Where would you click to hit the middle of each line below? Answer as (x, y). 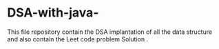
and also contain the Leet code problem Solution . (78, 39)
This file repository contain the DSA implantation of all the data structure (109, 32)
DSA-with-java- (53, 13)
